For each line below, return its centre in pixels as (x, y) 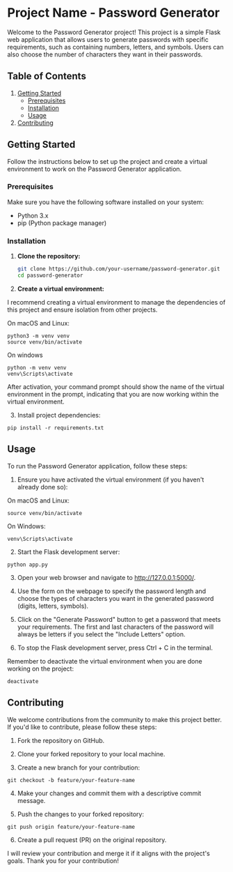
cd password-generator (50, 276)
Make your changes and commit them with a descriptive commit (109, 793)
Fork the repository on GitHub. (61, 740)
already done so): (42, 487)
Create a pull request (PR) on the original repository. (92, 840)
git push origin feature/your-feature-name (71, 827)
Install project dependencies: (59, 415)
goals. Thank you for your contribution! (63, 860)
